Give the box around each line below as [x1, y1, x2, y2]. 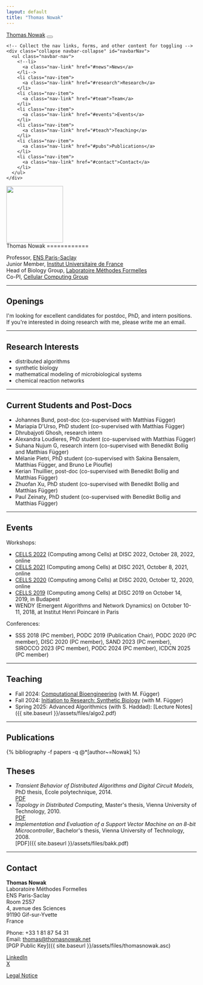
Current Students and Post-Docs [6, 400, 132, 411]
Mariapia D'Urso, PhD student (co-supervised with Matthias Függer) [14, 422, 185, 429]
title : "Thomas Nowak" [6, 14, 63, 21]
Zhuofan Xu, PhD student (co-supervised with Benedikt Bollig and [14, 480, 179, 487]
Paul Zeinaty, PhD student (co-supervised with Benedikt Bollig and [14, 493, 181, 500]
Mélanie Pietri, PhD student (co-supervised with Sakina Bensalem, [14, 454, 180, 462]
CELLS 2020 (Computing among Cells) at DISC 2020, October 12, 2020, [14, 576, 195, 583]
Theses [6, 766, 35, 776]
